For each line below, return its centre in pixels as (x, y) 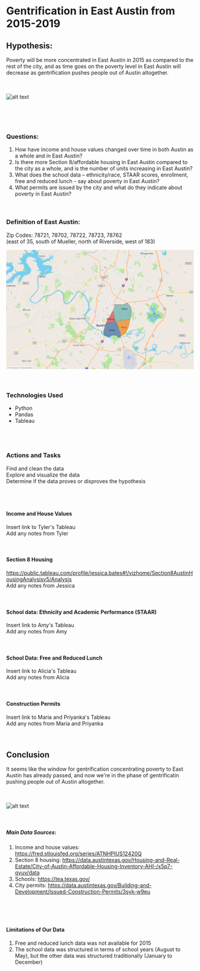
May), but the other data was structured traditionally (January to (93, 955)
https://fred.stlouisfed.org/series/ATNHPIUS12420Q (78, 854)
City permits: (30, 885)
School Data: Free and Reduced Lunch (54, 658)
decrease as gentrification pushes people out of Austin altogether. (87, 72)
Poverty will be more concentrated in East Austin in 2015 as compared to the (100, 60)
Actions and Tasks (34, 456)
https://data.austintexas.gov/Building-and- (99, 885)
